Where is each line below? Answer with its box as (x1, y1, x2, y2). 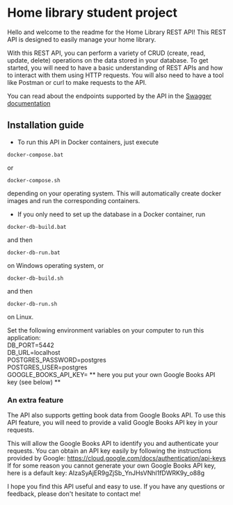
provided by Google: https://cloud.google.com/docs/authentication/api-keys (7, 454, 226, 463)
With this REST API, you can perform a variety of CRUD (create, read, (7, 49, 206, 57)
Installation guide (7, 120, 85, 131)
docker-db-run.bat (7, 249, 61, 256)
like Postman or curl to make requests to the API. (7, 78, 147, 86)
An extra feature (7, 395, 64, 405)
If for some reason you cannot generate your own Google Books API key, (7, 461, 216, 470)
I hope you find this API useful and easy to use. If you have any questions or (7, 482, 225, 491)
